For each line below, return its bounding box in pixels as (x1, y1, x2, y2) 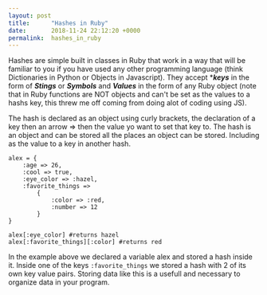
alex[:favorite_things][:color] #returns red (8, 238, 162, 246)
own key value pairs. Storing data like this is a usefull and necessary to (8, 269, 241, 279)
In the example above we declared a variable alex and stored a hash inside (8, 252, 253, 262)
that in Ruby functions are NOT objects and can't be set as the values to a (8, 89, 250, 100)
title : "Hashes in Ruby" (8, 19, 109, 27)
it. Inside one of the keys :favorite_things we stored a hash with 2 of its (8, 261, 247, 270)
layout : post (8, 11, 52, 20)
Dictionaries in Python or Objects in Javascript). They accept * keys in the (8, 73, 249, 82)
